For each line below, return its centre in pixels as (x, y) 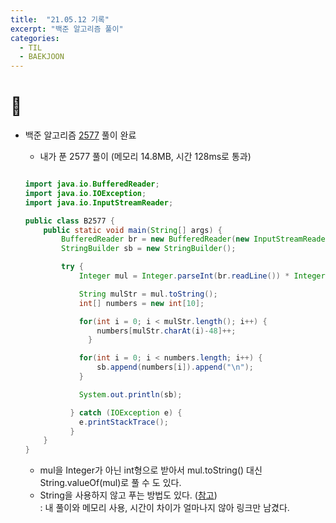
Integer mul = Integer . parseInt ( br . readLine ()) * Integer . (204, 276)
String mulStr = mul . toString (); (148, 294)
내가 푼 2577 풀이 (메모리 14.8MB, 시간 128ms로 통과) (145, 157)
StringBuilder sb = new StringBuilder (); (149, 249)
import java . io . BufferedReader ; (92, 184)
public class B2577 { (70, 221)
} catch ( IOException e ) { (126, 412)
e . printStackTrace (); (123, 422)
